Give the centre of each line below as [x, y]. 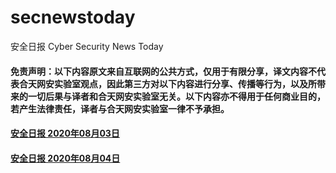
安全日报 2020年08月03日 [65, 133]
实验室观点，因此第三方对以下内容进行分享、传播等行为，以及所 [185, 83]
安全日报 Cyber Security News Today [87, 46]
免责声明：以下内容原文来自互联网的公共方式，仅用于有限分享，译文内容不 [163, 71]
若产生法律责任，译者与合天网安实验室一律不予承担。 [120, 108]
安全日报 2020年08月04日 [65, 158]
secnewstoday [73, 17]
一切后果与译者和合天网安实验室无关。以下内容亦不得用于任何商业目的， [176, 96]
